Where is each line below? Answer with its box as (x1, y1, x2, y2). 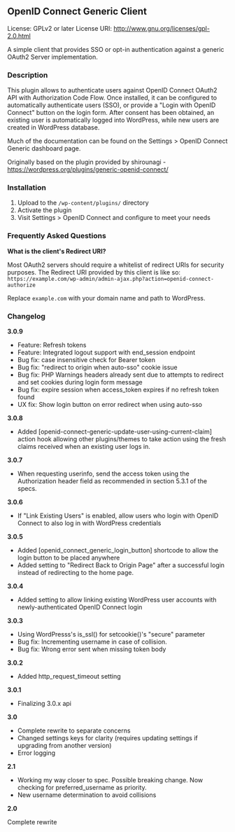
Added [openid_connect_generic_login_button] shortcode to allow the (17, 546, 219, 554)
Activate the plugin (17, 206, 72, 214)
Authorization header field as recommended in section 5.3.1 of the (17, 477, 208, 485)
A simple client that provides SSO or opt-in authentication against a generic (7, 45, 225, 53)
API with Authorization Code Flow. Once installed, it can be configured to (7, 94, 218, 102)
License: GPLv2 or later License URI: (7, 24, 113, 32)
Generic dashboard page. (7, 144, 81, 153)
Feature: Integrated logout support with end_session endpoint (17, 348, 196, 356)
